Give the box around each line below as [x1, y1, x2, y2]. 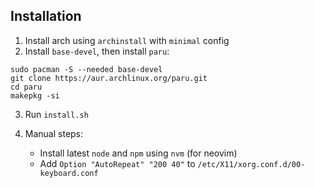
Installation [10, 8, 82, 25]
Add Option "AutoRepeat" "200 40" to [39, 157, 196, 169]
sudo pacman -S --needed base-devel [10, 64, 163, 74]
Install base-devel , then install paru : [24, 45, 170, 57]
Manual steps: [24, 127, 84, 139]
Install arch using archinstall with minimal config [24, 34, 230, 46]
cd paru [10, 82, 43, 92]
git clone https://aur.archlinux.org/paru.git [10, 73, 208, 83]
